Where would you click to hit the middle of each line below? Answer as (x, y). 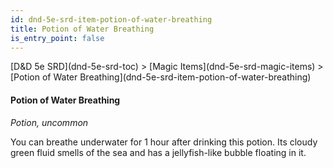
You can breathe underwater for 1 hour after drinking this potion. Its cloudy (164, 142)
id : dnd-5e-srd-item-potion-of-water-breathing (111, 19)
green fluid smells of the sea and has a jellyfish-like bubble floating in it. (158, 152)
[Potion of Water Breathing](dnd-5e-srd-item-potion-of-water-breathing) (161, 77)
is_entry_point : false (57, 38)
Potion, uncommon (49, 122)
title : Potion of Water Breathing (82, 29)
